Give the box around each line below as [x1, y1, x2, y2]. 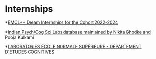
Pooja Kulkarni [5, 34, 34, 40]
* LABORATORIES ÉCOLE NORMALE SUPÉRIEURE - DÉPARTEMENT [5, 43, 142, 49]
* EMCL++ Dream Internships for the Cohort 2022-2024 [5, 20, 118, 25]
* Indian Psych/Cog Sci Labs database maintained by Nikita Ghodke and [5, 29, 151, 35]
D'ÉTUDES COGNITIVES [5, 49, 55, 55]
